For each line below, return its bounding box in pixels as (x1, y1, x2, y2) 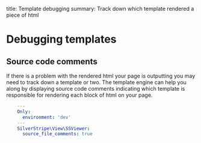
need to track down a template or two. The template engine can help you (6, 79, 187, 86)
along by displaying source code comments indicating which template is (6, 85, 185, 92)
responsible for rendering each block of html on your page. (6, 91, 153, 99)
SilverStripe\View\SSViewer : (17, 126, 90, 132)
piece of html (6, 11, 39, 19)
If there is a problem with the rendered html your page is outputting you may (6, 72, 196, 79)
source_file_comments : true (22, 131, 93, 137)
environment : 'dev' (22, 114, 71, 120)
